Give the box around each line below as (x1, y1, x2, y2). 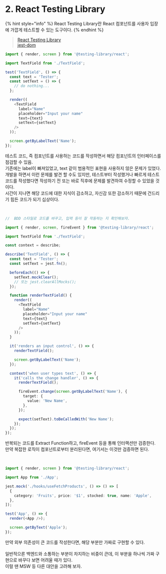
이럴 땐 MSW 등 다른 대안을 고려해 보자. (5, 563, 82, 569)
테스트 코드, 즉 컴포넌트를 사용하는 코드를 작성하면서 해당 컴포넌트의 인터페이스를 (5, 153, 162, 159)
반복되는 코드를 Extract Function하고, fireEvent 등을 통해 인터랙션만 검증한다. (5, 440, 156, 446)
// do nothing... (14, 84, 50, 89)
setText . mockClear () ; (14, 275, 58, 280)
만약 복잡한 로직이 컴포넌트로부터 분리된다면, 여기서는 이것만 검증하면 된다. (5, 447, 150, 453)
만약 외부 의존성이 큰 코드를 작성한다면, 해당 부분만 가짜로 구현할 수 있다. (5, 539, 145, 545)
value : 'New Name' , (27, 398, 68, 404)
